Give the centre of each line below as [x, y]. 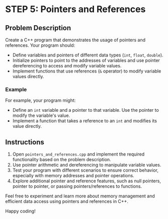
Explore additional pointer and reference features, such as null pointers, [87, 181]
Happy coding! [21, 211]
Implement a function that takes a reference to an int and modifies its [85, 121]
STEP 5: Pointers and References [75, 9]
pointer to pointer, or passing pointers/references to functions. [77, 186]
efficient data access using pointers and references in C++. [67, 201]
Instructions [25, 142]
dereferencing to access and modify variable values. [67, 66]
